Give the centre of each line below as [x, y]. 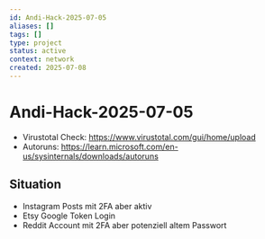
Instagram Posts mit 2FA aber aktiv [87, 206]
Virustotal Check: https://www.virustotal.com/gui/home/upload [139, 137]
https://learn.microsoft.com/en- [119, 146]
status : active [38, 51]
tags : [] [26, 34]
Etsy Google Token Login [69, 216]
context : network [42, 59]
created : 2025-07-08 [48, 68]
